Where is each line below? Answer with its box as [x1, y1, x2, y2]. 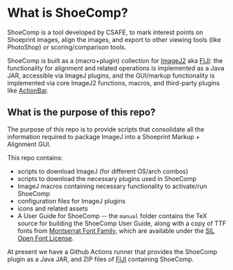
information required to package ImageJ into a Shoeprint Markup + [7, 132, 201, 141]
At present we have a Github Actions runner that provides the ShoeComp [7, 247, 218, 256]
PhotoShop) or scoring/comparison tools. [7, 43, 127, 51]
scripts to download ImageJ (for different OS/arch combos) [17, 166, 189, 176]
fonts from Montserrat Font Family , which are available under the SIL [17, 226, 215, 235]
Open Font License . [17, 234, 74, 242]
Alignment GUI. [7, 140, 51, 148]
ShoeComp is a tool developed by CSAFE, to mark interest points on [7, 28, 204, 36]
